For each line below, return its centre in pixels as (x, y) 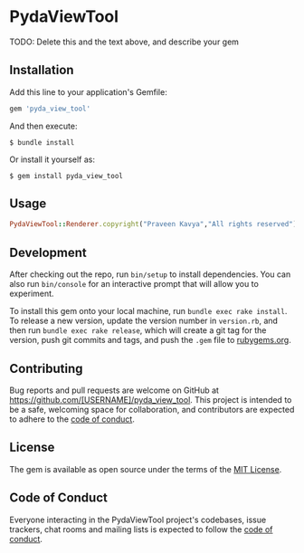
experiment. (32, 294)
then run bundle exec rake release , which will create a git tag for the (138, 330)
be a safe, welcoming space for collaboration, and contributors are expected (152, 409)
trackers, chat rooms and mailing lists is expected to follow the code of (141, 529)
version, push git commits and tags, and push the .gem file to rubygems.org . (151, 340)
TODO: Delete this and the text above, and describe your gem (124, 42)
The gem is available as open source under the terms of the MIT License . (146, 469)
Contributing (46, 368)
